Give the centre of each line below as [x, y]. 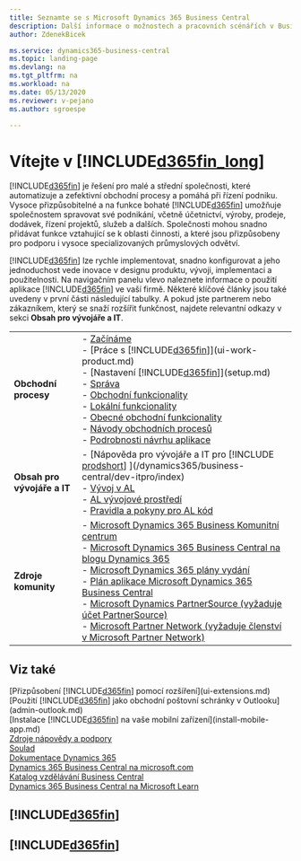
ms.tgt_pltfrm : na [43, 76]
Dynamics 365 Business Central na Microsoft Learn [104, 786]
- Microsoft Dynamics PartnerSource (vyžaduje [182, 604]
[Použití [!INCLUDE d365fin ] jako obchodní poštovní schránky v [125, 700]
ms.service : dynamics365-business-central [90, 50]
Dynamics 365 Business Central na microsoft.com [102, 768]
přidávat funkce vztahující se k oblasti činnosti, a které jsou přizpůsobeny [145, 233]
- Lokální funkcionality [129, 407]
